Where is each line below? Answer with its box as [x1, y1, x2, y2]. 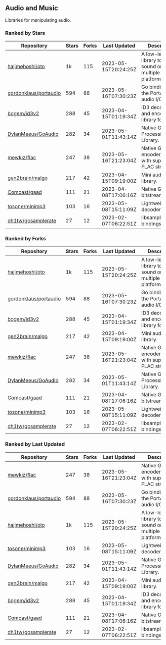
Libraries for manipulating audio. [5, 17, 71, 23]
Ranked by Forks [5, 235, 46, 242]
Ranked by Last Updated [5, 441, 65, 448]
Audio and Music [5, 4, 58, 12]
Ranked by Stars [5, 29, 45, 36]
